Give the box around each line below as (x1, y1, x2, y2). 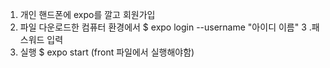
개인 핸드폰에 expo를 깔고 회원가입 (19, 9, 156, 20)
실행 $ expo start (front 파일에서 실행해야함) (19, 46, 195, 58)
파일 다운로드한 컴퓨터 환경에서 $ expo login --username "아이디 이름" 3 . (19, 21, 312, 33)
